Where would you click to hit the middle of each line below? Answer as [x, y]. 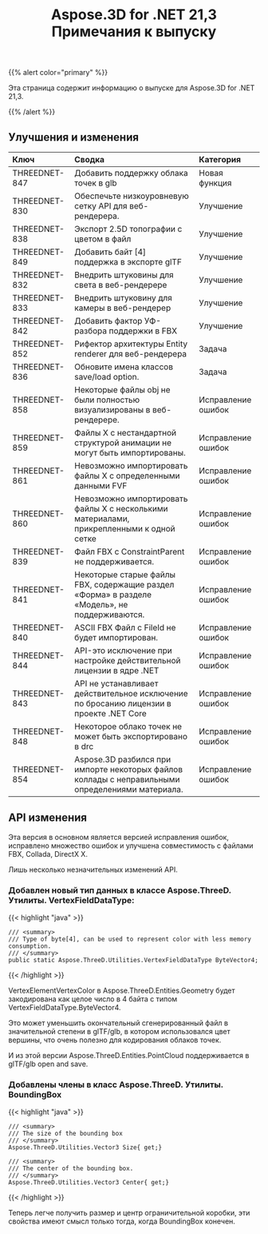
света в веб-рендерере [121, 285]
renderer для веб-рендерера [131, 354]
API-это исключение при [124, 651]
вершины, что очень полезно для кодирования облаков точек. [115, 1040]
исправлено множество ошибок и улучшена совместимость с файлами [131, 846]
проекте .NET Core [111, 713]
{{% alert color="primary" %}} [58, 73]
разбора [91, 331]
